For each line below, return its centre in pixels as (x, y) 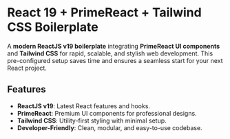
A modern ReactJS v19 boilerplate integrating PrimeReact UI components (114, 46)
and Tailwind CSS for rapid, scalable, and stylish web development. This (110, 53)
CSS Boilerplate (53, 27)
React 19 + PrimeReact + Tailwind (104, 13)
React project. (27, 68)
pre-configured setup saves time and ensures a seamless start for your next (115, 60)
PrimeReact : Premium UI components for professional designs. (107, 113)
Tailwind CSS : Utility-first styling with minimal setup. (92, 121)
